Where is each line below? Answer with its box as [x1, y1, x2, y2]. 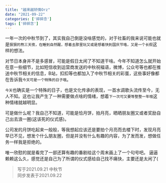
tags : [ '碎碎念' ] [5, 21, 39, 26]
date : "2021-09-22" [5, 12, 45, 17]
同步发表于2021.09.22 [17, 173, 62, 179]
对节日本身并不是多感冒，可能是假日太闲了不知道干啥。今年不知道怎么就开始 [5, 58, 161, 64]
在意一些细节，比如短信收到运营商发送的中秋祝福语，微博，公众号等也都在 [5, 64, 157, 70]
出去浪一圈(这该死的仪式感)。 [9, 116, 69, 122]
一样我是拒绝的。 [9, 139, 44, 145]
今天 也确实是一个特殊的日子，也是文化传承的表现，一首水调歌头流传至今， [5, 87, 156, 93]
